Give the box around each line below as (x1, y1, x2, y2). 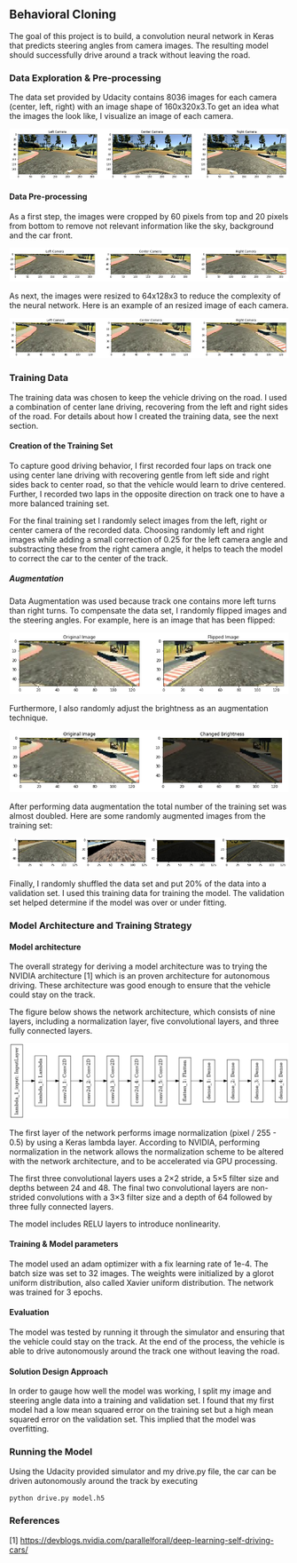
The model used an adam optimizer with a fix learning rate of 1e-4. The (9, 1258, 269, 1269)
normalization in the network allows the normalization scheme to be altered (9, 1146, 284, 1157)
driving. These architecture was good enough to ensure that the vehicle (9, 980, 271, 991)
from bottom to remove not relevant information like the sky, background (9, 220, 275, 231)
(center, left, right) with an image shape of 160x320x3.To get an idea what (9, 101, 279, 112)
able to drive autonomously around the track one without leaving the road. (9, 1345, 280, 1356)
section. (9, 420, 39, 431)
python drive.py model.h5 (9, 1494, 105, 1503)
